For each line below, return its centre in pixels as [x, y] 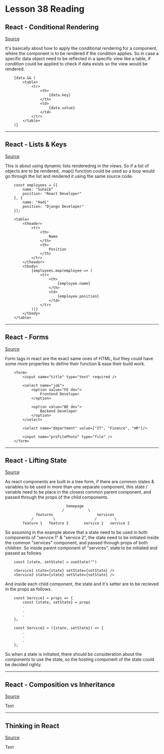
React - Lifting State [36, 461]
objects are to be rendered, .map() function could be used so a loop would [80, 171]
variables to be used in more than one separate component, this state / [76, 487]
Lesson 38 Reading [45, 9]
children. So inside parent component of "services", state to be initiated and [81, 548]
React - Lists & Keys [36, 144]
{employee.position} [78, 296]
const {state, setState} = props [57, 603]
